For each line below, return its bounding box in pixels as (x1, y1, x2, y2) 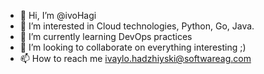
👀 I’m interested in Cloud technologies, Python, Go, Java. (19, 20, 255, 32)
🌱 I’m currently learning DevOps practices (19, 31, 193, 42)
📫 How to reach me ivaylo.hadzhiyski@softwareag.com (19, 53, 252, 64)
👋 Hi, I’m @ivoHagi (19, 10, 97, 21)
